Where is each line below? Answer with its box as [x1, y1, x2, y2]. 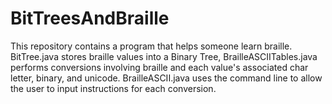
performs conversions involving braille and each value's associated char [10, 61, 309, 73]
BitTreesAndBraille [10, 7, 170, 30]
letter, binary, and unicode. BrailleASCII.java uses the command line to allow [10, 72, 323, 84]
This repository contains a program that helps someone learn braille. [10, 40, 293, 52]
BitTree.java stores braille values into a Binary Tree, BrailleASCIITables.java [10, 50, 318, 62]
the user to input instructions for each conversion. [10, 82, 217, 94]
